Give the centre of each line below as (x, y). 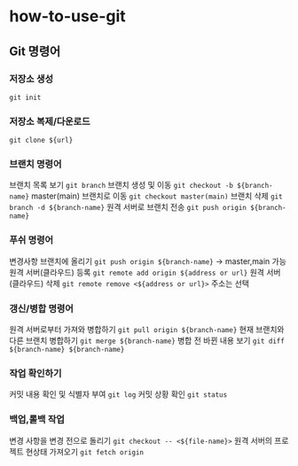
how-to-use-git (67, 16)
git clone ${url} (41, 140)
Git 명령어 (35, 51)
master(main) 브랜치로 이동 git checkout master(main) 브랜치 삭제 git (157, 196)
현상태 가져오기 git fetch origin (85, 451)
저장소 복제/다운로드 (50, 121)
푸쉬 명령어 (31, 240)
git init (25, 97)
